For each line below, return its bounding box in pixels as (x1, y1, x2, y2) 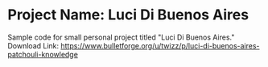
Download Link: (7, 40, 60, 50)
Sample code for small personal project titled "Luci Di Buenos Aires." (7, 32, 235, 42)
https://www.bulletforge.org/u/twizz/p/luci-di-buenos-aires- (60, 40, 260, 50)
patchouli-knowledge (7, 49, 78, 59)
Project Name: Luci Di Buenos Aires (7, 6, 249, 24)
